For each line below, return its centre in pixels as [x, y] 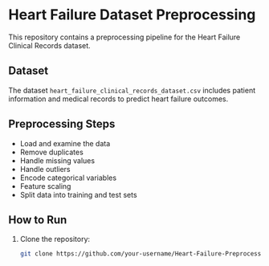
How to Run [38, 220]
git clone [37, 254]
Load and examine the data [65, 143]
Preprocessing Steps [62, 124]
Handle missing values [57, 160]
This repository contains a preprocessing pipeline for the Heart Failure [124, 37]
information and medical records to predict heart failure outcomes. [118, 99]
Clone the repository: [55, 239]
